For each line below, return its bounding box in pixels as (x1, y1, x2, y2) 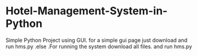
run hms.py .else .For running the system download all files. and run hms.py (5, 43, 193, 50)
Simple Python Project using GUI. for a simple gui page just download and (5, 36, 188, 43)
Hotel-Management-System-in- (5, 4, 168, 18)
